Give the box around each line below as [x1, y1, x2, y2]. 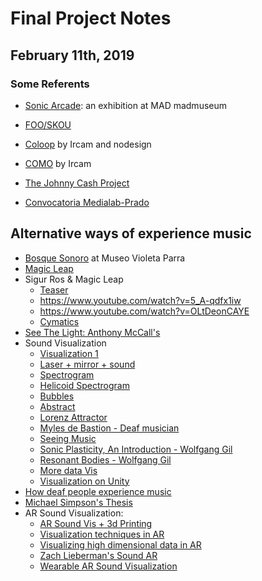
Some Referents [10, 77, 90, 91]
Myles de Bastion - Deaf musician [39, 422, 180, 434]
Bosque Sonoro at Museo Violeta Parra [24, 252, 186, 264]
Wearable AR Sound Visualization [39, 560, 178, 572]
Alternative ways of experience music [10, 225, 252, 242]
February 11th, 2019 [10, 47, 135, 64]
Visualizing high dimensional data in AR [39, 538, 202, 551]
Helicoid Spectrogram [39, 379, 130, 391]
